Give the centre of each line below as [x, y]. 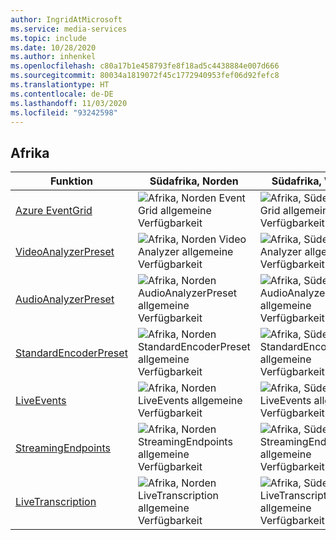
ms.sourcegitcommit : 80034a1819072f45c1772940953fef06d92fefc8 [145, 76]
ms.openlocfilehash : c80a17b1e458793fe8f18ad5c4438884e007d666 [145, 66]
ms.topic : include [48, 38]
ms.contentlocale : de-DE [62, 94]
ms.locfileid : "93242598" [64, 112]
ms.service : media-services [69, 29]
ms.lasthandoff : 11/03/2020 [69, 103]
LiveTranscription [56, 502]
